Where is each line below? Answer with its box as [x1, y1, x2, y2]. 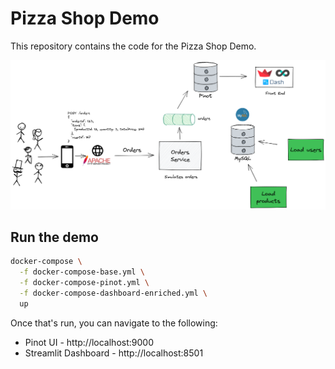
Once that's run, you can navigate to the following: [10, 317, 218, 329]
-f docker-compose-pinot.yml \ [19, 278, 150, 288]
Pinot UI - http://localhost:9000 [24, 336, 154, 348]
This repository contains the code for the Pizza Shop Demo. [10, 40, 257, 52]
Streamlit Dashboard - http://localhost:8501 [24, 347, 204, 359]
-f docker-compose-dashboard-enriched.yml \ [19, 288, 208, 299]
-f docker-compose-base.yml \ [19, 267, 145, 277]
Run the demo [10, 229, 100, 246]
